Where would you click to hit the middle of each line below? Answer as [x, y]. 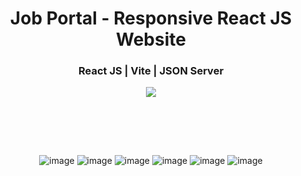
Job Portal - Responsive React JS [151, 18]
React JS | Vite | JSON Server [151, 71]
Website [151, 39]
